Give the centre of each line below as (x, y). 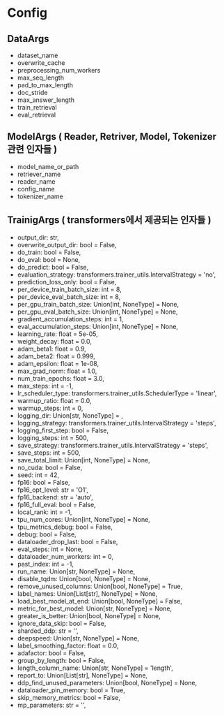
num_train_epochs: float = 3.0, (61, 378)
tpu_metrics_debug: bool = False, (65, 527)
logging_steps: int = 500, (53, 437)
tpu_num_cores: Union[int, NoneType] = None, (84, 519)
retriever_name (39, 174)
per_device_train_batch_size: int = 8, (69, 289)
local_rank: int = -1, (45, 512)
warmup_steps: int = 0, (50, 408)
